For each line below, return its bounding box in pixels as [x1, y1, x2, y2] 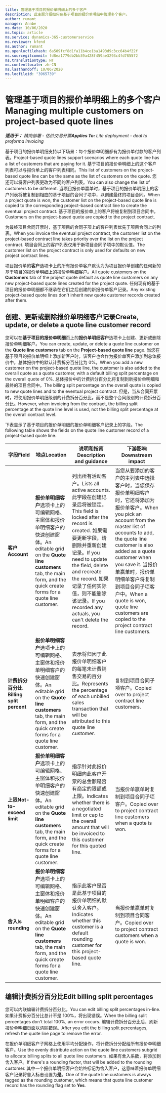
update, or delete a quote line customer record [5, 321, 151, 329]
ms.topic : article [5, 30, 43, 35]
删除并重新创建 [72, 542, 107, 548]
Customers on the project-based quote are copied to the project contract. [5, 213, 155, 220]
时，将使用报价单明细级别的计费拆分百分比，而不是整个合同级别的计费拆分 [5, 394, 157, 400]
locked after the [72, 513, 109, 520]
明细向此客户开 [72, 770, 107, 777]
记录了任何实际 [72, 583, 107, 589]
